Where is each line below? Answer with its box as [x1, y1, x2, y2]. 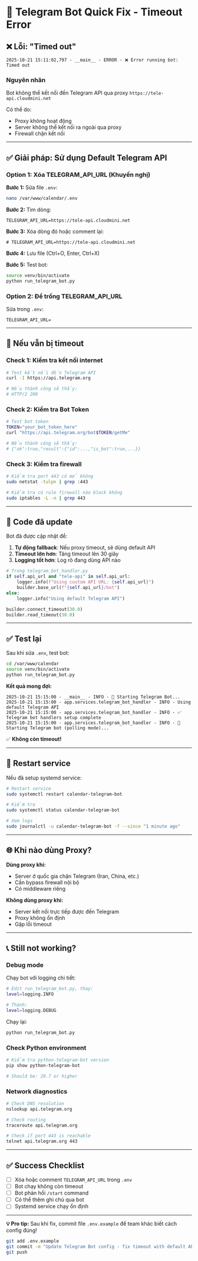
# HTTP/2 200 [6, 392, 38, 397]
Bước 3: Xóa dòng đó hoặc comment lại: [6, 228, 104, 235]
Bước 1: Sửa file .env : [6, 183, 58, 191]
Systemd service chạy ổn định [14, 1203, 89, 1210]
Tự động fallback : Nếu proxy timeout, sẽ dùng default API [14, 544, 156, 551]
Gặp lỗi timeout [14, 920, 52, 927]
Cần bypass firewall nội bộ [14, 878, 80, 886]
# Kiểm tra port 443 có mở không [6, 473, 94, 480]
